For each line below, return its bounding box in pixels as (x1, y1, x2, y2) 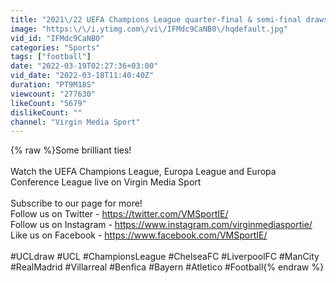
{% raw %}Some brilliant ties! (10, 144, 132, 156)
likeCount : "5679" (10, 98, 87, 108)
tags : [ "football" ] (10, 52, 92, 62)
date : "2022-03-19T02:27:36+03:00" (10, 61, 159, 71)
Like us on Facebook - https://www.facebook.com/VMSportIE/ (10, 229, 268, 241)
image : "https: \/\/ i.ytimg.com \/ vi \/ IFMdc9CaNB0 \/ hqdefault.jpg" (10, 24, 288, 34)
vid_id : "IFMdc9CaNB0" (10, 33, 105, 43)
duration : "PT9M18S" (10, 80, 97, 90)
